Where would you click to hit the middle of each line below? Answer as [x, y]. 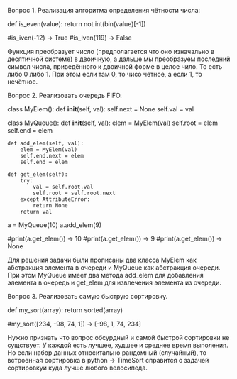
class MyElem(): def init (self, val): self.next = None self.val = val [100, 109]
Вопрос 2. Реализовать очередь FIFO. [65, 95]
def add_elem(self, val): [45, 143]
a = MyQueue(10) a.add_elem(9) [55, 225]
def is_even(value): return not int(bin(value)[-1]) [77, 24]
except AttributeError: [55, 199]
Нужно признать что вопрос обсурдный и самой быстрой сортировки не [118, 337]
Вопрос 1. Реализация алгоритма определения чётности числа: [104, 10]
